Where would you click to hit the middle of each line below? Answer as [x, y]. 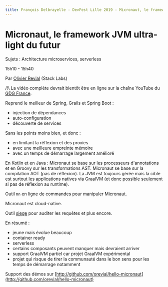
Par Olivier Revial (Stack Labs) [36, 78]
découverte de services [37, 123]
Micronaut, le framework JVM [68, 34]
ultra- [145, 34]
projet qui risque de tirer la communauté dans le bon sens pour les [81, 259]
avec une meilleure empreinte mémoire [53, 148]
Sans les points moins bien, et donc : [43, 133]
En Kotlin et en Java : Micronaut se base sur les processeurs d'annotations [82, 163]
